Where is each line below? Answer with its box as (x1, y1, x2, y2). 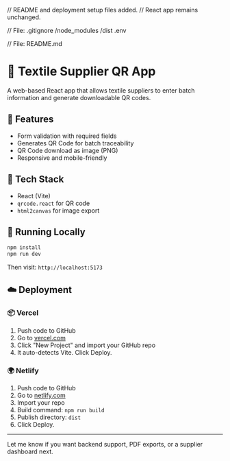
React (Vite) (16, 191, 51, 200)
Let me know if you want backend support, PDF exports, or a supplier (7, 440, 203, 449)
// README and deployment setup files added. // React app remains (7, 6, 199, 14)
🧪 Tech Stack (7, 174, 64, 185)
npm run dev (7, 250, 41, 258)
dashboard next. (7, 447, 53, 456)
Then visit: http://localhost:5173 (7, 263, 103, 272)
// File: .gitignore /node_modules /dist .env (7, 27, 127, 34)
